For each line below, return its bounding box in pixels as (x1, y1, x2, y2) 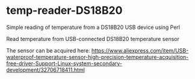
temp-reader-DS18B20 (6, 4, 123, 17)
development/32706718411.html (6, 66, 85, 73)
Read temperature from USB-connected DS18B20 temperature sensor (6, 35, 179, 42)
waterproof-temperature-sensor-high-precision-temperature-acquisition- (6, 53, 189, 60)
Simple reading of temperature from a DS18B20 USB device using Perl (6, 24, 181, 31)
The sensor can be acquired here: (6, 46, 90, 54)
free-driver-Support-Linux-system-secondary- (6, 60, 122, 67)
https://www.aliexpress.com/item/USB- (91, 46, 189, 54)
